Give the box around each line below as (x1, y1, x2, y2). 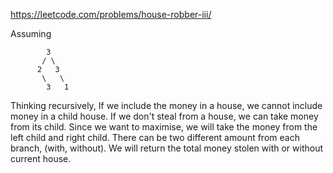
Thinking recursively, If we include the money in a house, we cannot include (10, 100, 323, 111)
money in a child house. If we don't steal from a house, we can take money (10, 110, 319, 122)
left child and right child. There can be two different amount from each (10, 132, 300, 143)
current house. (10, 153, 72, 164)
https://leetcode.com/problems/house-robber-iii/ (10, 9, 212, 20)
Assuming (10, 28, 52, 39)
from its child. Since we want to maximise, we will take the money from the (10, 121, 318, 133)
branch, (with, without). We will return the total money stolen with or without (10, 142, 324, 154)
